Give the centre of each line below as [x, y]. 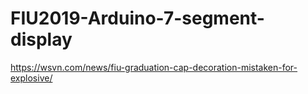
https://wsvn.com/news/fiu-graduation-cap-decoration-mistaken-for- [154, 67]
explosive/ [31, 78]
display [41, 39]
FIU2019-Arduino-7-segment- [137, 18]
